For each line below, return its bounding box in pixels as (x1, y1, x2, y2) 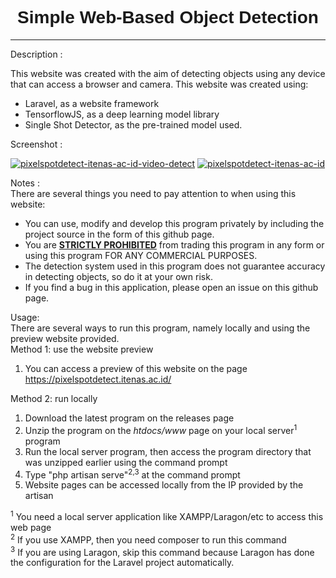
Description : (10, 48, 63, 60)
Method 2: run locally (10, 392, 98, 404)
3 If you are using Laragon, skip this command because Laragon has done (10, 544, 315, 558)
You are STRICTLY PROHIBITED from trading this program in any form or (24, 238, 325, 251)
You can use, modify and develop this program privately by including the (24, 217, 325, 229)
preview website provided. (10, 332, 120, 344)
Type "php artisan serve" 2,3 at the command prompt (24, 467, 241, 481)
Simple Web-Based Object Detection (17, 7, 319, 28)
